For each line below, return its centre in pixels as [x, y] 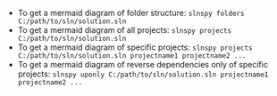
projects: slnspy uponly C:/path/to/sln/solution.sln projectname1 [143, 74]
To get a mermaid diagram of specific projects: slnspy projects [135, 47]
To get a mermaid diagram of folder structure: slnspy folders [131, 13]
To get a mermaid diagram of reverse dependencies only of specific [143, 64]
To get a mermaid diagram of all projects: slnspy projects [125, 30]
